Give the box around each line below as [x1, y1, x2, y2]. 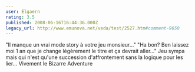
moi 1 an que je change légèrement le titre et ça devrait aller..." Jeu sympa [5, 48, 185, 55]
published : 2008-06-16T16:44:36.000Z [5, 19, 98, 25]
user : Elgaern [5, 8, 41, 15]
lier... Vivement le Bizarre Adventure [5, 60, 93, 67]
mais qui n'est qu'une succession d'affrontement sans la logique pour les [5, 54, 183, 61]
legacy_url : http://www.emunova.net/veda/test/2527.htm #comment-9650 [5, 25, 180, 31]
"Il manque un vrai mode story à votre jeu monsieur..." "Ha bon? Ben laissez [5, 41, 189, 48]
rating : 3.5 [5, 14, 35, 20]
